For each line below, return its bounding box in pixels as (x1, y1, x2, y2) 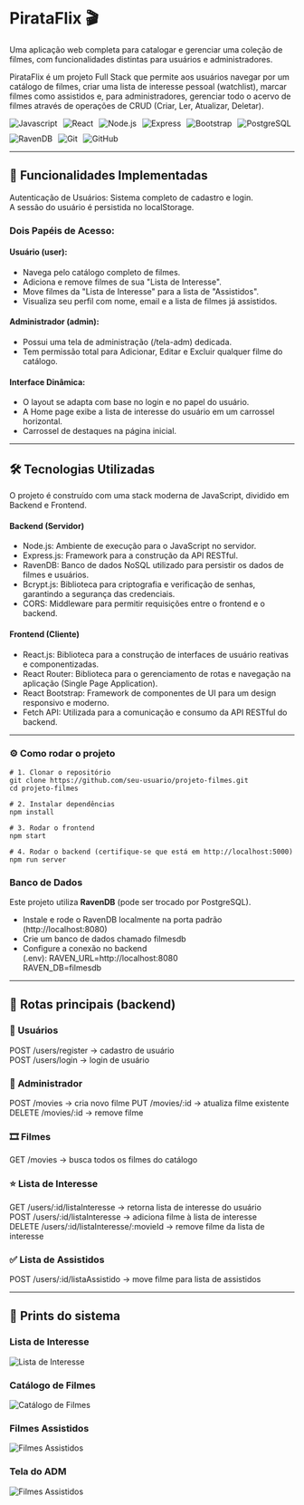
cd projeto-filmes (9, 784, 79, 793)
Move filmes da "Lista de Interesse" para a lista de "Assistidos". (22, 285, 260, 296)
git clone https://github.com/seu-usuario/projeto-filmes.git (9, 776, 249, 785)
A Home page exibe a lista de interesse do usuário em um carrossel (22, 406, 275, 418)
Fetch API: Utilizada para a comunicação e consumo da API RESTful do (22, 707, 288, 718)
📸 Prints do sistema (9, 1308, 120, 1324)
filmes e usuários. (22, 569, 90, 581)
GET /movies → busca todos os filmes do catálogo (9, 1154, 198, 1165)
